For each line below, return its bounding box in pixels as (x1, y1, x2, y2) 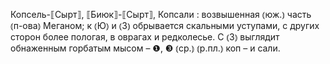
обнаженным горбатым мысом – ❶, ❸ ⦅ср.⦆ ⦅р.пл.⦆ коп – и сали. (10, 42, 281, 54)
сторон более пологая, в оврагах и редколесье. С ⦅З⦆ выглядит (10, 31, 280, 43)
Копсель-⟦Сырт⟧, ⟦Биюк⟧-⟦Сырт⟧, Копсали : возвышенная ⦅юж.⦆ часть (10, 9, 312, 20)
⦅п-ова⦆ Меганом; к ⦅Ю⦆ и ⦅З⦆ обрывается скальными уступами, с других (10, 20, 320, 31)
